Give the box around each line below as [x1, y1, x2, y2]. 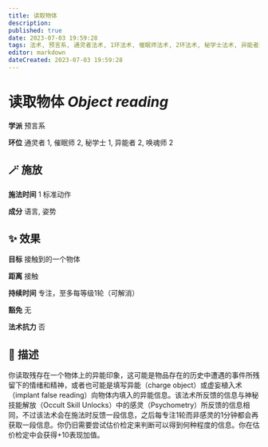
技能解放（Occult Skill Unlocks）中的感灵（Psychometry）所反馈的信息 [8, 400, 243, 410]
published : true [8, 26, 62, 34]
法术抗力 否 [8, 322, 45, 331]
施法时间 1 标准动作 [8, 189, 72, 199]
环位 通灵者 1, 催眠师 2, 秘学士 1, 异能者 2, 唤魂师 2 [8, 137, 174, 147]
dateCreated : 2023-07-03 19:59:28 [8, 57, 124, 65]
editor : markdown [8, 49, 66, 57]
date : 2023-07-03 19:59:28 [8, 33, 98, 42]
